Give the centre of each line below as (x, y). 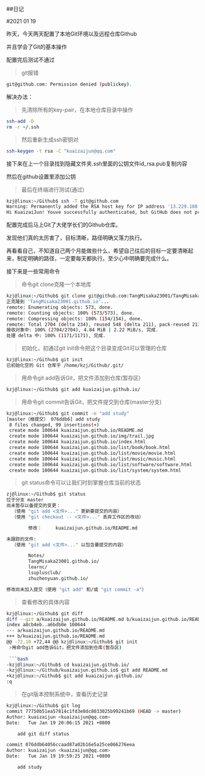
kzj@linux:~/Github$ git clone (46, 296)
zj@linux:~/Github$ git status (46, 494)
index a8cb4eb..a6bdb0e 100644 (46, 625)
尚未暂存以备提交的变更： (34, 506)
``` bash (19, 659)
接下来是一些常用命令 (33, 271)
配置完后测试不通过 (31, 60)
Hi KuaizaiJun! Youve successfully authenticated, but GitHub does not (99, 213)
